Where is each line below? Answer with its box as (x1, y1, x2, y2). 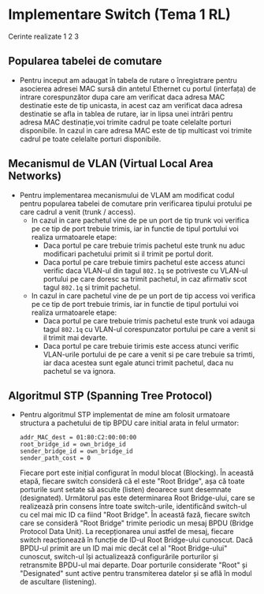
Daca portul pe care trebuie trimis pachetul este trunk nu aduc (43, 241, 246, 250)
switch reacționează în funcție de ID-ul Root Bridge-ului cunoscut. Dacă (19, 535, 254, 545)
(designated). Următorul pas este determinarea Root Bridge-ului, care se (19, 493, 255, 502)
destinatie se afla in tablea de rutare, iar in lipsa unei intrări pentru (19, 109, 233, 118)
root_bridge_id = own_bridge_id (19, 440, 126, 449)
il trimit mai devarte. (43, 333, 108, 342)
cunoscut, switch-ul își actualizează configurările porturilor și (19, 552, 219, 562)
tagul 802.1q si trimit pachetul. (43, 282, 141, 292)
